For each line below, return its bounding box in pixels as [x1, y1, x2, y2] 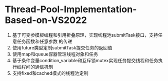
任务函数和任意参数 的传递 [16, 38, 72, 44]
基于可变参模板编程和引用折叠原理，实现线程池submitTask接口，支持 [12, 32, 158, 38]
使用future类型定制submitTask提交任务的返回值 [12, 44, 113, 50]
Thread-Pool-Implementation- [5, 4, 137, 15]
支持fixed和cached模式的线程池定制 [12, 70, 88, 76]
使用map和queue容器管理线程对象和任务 [12, 51, 98, 57]
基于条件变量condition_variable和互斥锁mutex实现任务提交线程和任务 [12, 57, 159, 63]
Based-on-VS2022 [5, 14, 87, 26]
